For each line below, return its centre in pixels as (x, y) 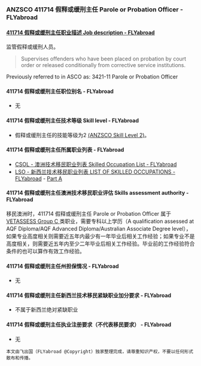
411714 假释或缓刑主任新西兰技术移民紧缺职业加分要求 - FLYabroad (89, 295)
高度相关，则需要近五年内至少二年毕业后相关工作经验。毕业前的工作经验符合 (100, 243)
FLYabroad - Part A (39, 179)
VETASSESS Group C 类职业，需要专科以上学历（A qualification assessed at (100, 221)
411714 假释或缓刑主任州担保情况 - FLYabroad (63, 266)
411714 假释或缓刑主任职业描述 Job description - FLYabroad (80, 32)
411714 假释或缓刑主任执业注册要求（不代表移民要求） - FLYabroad (89, 324)
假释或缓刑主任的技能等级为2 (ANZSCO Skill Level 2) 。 (82, 135)
